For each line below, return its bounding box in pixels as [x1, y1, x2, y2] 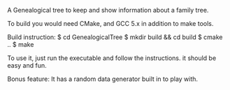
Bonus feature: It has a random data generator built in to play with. [7, 75, 198, 83]
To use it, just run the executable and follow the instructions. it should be [7, 54, 217, 62]
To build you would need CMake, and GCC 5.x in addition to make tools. [7, 20, 214, 27]
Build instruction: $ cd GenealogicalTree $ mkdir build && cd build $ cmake [7, 33, 223, 41]
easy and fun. [7, 61, 47, 69]
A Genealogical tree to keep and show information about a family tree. [7, 6, 209, 14]
